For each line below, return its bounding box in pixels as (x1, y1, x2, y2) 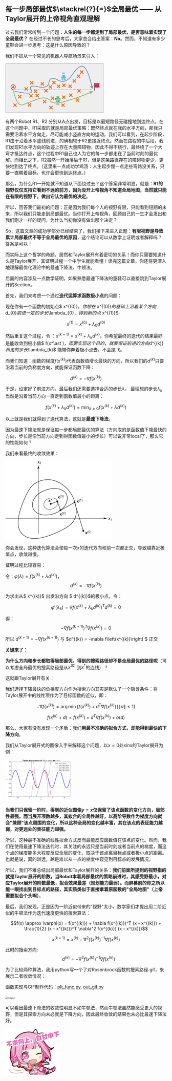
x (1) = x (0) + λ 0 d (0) (66, 320, 106, 328)
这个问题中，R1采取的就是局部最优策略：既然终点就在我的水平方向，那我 (5, 125, 158, 131)
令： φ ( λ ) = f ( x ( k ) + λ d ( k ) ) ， (5, 573, 62, 580)
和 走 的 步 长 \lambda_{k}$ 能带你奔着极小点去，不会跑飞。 (5, 346, 125, 352)
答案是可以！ (5, 241, 32, 247)
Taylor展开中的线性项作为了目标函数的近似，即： (5, 692, 109, 698)
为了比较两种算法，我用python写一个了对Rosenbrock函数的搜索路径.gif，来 (5, 967, 164, 973)
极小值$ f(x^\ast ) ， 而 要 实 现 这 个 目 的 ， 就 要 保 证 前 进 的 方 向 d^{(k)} (27, 340, 164, 346)
